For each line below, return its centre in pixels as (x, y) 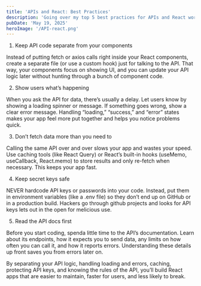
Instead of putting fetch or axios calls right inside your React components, (97, 57)
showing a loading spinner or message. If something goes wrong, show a (96, 106)
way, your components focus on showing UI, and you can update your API (98, 70)
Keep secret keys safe (42, 179)
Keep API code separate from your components (74, 46)
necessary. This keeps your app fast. (52, 167)
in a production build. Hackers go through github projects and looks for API (99, 203)
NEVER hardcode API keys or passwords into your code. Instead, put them (98, 191)
